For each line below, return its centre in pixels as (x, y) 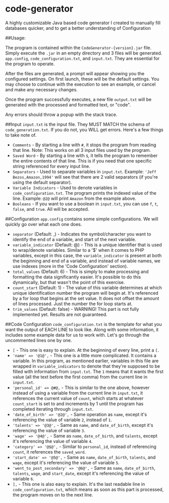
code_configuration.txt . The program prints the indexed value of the (84, 193)
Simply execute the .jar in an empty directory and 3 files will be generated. (84, 53)
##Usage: (16, 38)
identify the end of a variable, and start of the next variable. (74, 239)
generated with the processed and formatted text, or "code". (68, 104)
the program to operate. (30, 64)
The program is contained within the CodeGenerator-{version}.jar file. (78, 47)
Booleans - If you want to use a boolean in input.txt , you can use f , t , (85, 204)
